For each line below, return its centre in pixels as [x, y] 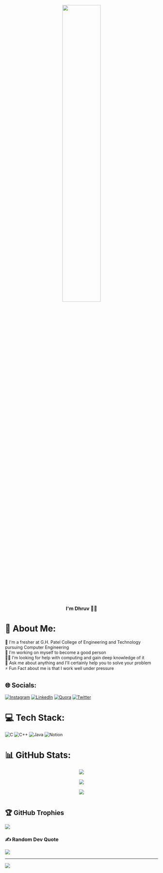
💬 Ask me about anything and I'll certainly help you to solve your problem [78, 663]
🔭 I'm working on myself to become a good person [56, 652]
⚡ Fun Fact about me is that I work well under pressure [59, 668]
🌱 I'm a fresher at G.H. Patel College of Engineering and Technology [73, 642]
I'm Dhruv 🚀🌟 [81, 608]
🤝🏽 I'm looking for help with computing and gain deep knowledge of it [75, 657]
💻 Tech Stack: [35, 717]
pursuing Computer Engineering [37, 647]
